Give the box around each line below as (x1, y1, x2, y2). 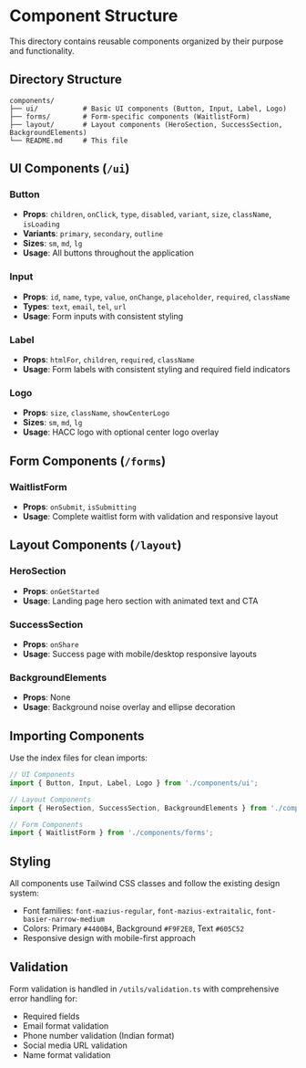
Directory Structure (9, 72, 123, 88)
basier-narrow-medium (22, 915, 105, 925)
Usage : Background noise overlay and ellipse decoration (22, 702, 236, 713)
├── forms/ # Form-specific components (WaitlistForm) (9, 111, 250, 121)
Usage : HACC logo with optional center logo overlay (22, 426, 219, 438)
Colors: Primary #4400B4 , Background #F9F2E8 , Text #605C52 (22, 923, 245, 934)
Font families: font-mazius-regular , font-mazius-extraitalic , (22, 906, 254, 916)
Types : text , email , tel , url (22, 300, 127, 311)
